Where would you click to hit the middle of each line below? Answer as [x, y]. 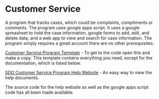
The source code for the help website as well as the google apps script [77, 87]
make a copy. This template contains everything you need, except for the [79, 58]
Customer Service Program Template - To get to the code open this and [78, 53]
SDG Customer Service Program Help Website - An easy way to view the [79, 72]
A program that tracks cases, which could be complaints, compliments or [79, 22]
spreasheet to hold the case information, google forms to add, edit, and [77, 33]
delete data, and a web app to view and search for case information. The [79, 38]
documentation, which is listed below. [43, 63]
